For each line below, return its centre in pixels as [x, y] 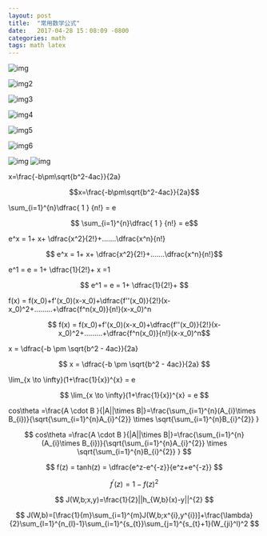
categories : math [37, 38]
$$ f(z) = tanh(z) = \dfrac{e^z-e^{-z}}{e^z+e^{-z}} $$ [134, 467]
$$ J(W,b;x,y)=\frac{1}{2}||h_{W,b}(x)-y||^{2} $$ [134, 499]
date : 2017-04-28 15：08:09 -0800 [69, 30]
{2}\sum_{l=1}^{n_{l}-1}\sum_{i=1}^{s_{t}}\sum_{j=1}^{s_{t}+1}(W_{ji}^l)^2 [129, 523]
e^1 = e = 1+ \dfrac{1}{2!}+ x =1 [59, 270]
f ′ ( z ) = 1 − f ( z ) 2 [134, 483]
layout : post [30, 16]
